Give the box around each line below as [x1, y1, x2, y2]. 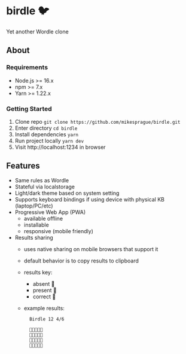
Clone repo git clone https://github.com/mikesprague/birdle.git [14, 118, 181, 125]
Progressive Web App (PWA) [14, 208, 86, 215]
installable [23, 221, 49, 228]
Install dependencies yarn [14, 130, 79, 138]
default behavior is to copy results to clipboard [23, 257, 139, 264]
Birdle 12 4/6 [29, 316, 65, 322]
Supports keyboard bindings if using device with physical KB [14, 196, 164, 203]
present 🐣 [32, 286, 57, 294]
